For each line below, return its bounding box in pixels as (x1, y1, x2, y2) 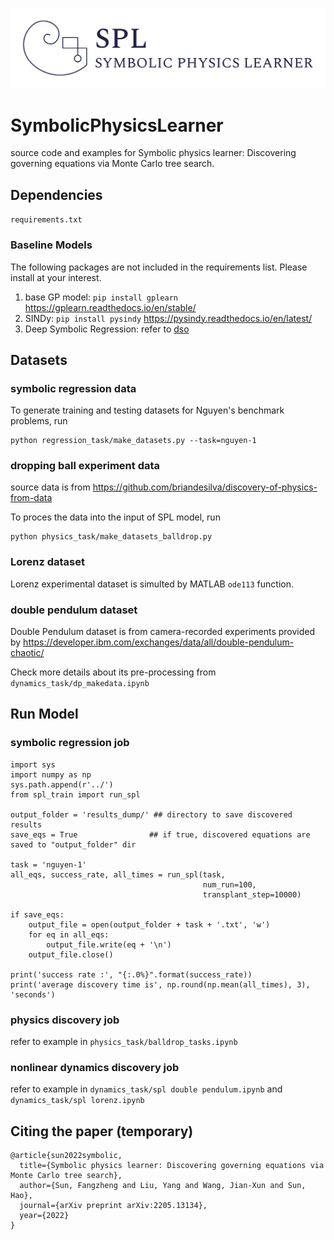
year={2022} (19, 1211, 70, 1221)
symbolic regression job (10, 736, 130, 750)
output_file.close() (28, 949, 114, 960)
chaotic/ (10, 647, 45, 659)
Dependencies (10, 186, 103, 203)
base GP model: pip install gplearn (24, 291, 178, 303)
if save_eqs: (10, 909, 65, 920)
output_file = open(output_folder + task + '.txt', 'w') (28, 919, 271, 930)
